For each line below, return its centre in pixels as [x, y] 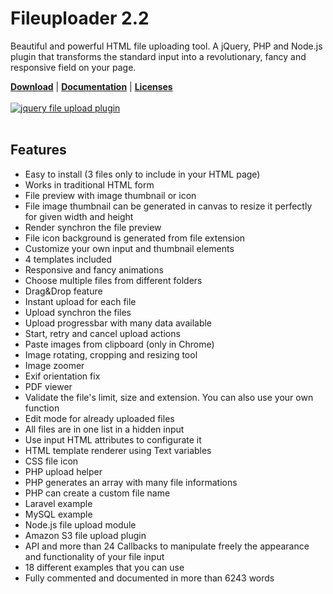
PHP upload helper [63, 471]
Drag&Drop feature [63, 291]
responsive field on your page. [73, 67]
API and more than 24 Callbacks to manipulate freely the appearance [167, 546]
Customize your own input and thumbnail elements [129, 248]
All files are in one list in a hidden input [104, 429]
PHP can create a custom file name [97, 493]
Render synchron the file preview [93, 227]
